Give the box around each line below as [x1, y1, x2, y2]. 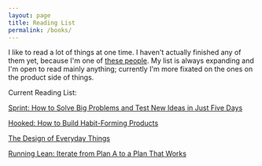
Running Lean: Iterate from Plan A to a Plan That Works [8, 149, 187, 158]
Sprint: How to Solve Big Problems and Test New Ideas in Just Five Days [8, 103, 243, 113]
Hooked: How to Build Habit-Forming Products [8, 119, 159, 128]
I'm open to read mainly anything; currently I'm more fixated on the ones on [8, 65, 253, 74]
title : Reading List [8, 19, 76, 27]
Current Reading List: [8, 88, 77, 98]
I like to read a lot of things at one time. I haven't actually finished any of [8, 48, 242, 57]
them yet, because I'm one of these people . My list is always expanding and [8, 56, 254, 65]
